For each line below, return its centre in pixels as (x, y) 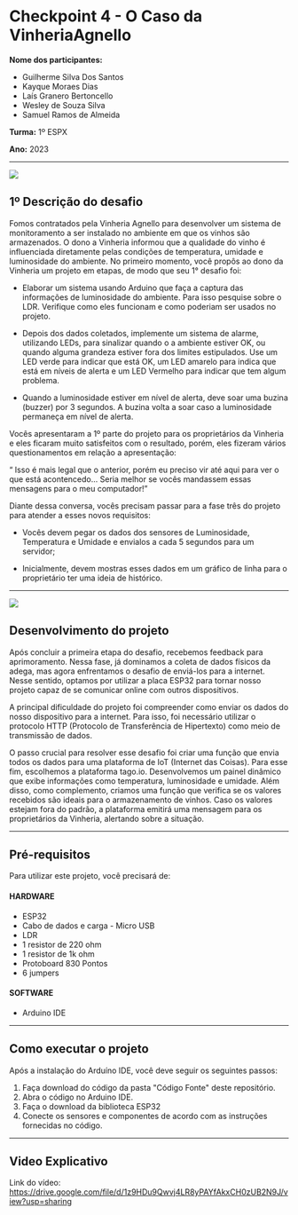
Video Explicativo (59, 1161)
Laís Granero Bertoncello (67, 96)
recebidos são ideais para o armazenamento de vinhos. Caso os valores (141, 800)
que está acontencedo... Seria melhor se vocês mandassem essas (130, 479)
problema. (41, 380)
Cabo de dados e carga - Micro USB (88, 926)
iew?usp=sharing (41, 1202)
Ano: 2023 (29, 149)
